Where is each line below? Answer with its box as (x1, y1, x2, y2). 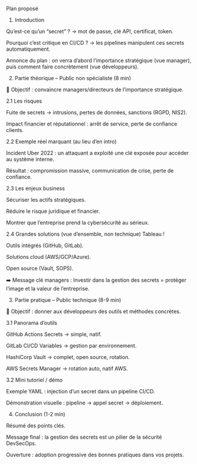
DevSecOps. (6, 440, 37, 447)
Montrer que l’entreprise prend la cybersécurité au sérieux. (6, 219, 149, 226)
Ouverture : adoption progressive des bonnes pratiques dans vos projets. (6, 451, 184, 458)
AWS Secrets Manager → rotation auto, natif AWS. (6, 365, 128, 372)
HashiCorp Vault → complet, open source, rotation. (6, 354, 130, 360)
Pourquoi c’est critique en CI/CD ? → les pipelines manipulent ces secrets (6, 40, 185, 46)
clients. (6, 127, 24, 133)
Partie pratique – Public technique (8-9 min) (14, 297, 122, 303)
